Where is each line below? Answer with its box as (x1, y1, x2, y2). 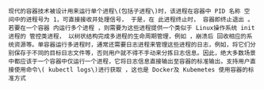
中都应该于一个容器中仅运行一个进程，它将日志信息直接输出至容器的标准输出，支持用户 (8, 57, 251, 65)
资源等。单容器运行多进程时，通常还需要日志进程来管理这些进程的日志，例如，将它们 (13, 41, 251, 49)
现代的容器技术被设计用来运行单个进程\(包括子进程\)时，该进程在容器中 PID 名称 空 (8, 7, 251, 15)
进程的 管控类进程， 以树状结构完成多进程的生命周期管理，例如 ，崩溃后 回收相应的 (8, 32, 247, 40)
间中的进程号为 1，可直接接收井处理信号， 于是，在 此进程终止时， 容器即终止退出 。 (8, 16, 254, 24)
